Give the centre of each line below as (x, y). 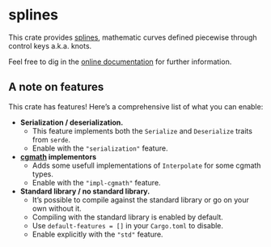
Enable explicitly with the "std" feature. (97, 234)
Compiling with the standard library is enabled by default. (128, 217)
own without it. (57, 208)
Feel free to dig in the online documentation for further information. (120, 62)
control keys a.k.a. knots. (50, 45)
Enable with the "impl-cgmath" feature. (96, 182)
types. (43, 174)
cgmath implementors (58, 156)
